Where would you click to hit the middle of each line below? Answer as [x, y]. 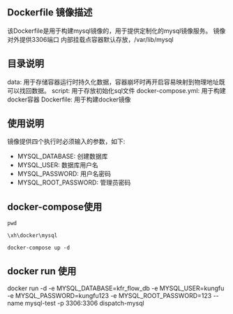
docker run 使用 [42, 271]
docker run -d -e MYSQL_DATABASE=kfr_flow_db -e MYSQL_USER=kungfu [116, 288]
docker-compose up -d [39, 248]
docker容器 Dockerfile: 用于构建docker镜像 [69, 99]
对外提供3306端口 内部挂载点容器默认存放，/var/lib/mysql [90, 39]
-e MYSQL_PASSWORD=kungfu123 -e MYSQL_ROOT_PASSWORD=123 [110, 296]
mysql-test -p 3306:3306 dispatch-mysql [84, 304]
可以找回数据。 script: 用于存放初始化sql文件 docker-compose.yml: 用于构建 [116, 90]
